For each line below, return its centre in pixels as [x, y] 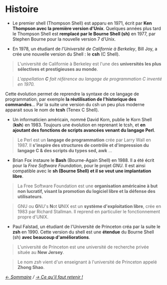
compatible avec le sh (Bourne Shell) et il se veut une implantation [82, 171]
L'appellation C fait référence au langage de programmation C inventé [89, 79]
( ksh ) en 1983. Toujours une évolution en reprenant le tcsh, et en [79, 125]
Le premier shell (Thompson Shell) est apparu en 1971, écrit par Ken [82, 23]
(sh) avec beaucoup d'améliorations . [51, 237]
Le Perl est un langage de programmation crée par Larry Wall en [84, 140]
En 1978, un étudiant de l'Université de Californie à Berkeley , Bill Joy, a [85, 49]
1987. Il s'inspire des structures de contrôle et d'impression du [83, 145]
